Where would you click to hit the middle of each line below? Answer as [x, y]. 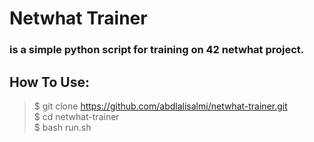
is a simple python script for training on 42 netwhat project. [157, 50]
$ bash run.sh [62, 127]
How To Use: [49, 82]
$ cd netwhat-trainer [76, 116]
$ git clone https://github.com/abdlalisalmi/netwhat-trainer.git [160, 106]
